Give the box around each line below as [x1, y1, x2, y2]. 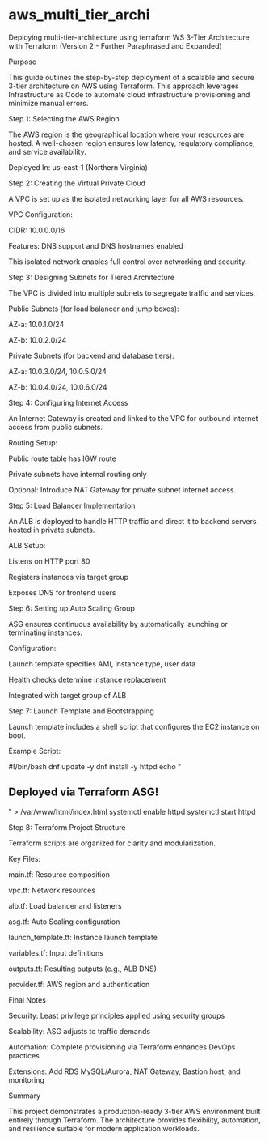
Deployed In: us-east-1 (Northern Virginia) [8, 162, 148, 172]
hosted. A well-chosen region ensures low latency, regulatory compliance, [8, 138, 256, 147]
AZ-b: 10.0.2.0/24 [8, 334, 67, 345]
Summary [8, 1091, 41, 1101]
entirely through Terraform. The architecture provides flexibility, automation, [8, 1115, 261, 1125]
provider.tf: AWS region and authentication [8, 979, 150, 989]
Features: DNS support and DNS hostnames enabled [8, 241, 183, 250]
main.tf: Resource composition [8, 869, 111, 879]
